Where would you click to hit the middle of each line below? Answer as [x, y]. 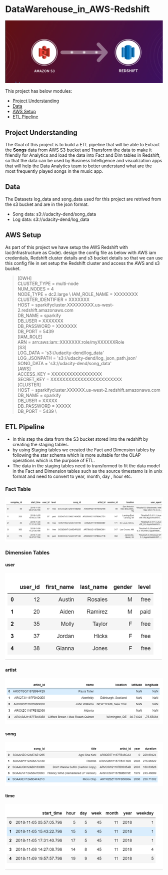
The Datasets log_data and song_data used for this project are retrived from [83, 199]
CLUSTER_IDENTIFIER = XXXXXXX [53, 300]
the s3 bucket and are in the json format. [47, 204]
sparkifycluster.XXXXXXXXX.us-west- [74, 305]
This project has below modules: [39, 91]
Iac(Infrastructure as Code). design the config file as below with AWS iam [81, 252]
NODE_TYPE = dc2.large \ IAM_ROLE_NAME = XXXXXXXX [78, 294]
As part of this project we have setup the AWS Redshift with [67, 247]
